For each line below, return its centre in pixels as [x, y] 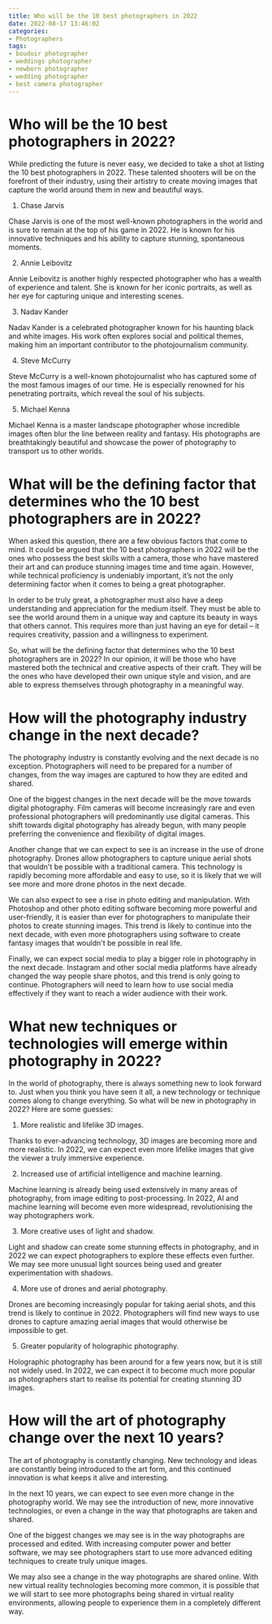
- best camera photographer [56, 84]
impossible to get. [38, 1330]
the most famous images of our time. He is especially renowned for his [127, 385]
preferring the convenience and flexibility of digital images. [107, 834]
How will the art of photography [117, 1421]
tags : [17, 46]
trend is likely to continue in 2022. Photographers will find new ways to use [134, 1313]
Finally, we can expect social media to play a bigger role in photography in [132, 959]
